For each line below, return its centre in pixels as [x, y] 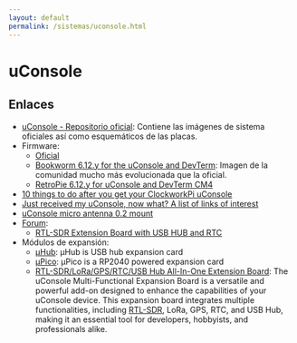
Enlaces [32, 105]
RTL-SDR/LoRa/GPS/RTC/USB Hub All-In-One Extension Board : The [162, 271]
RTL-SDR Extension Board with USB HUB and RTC [129, 232]
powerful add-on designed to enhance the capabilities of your [151, 290]
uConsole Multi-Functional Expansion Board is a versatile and [149, 280]
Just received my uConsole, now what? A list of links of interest [140, 203]
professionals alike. [71, 328]
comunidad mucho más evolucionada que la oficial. [131, 174]
